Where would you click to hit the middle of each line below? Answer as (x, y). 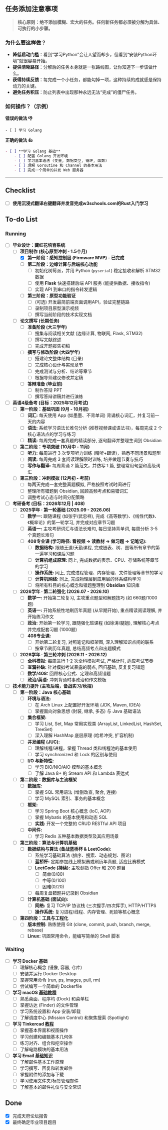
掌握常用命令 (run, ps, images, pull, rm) (60, 980)
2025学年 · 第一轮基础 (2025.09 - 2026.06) (65, 509)
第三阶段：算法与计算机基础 (48, 843)
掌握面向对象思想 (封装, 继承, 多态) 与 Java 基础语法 (88, 711)
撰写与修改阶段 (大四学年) (54, 352)
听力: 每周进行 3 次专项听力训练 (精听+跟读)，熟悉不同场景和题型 (94, 453)
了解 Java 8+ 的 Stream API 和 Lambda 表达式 (82, 773)
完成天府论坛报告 (30, 1116)
